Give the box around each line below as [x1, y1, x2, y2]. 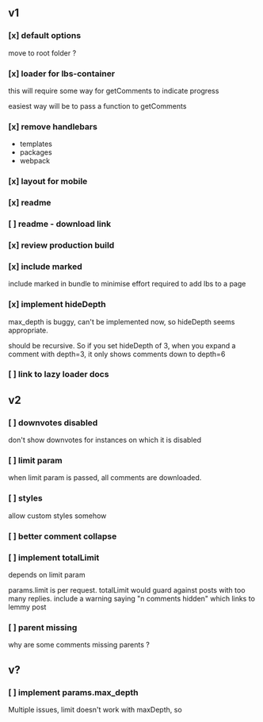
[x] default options [8, 30, 82, 41]
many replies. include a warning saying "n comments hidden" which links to [8, 593, 256, 603]
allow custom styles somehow [8, 511, 107, 520]
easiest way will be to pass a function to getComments [8, 101, 187, 110]
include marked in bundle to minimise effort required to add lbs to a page [8, 279, 246, 289]
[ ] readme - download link [8, 218, 112, 229]
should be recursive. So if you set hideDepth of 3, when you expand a [8, 340, 236, 350]
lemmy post [8, 602, 47, 612]
